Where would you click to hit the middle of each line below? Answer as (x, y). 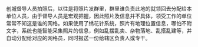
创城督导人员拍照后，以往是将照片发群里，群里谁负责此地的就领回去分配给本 (99, 9)
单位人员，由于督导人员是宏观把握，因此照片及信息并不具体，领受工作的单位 (99, 16)
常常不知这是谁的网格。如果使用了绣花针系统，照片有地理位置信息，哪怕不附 (99, 23)
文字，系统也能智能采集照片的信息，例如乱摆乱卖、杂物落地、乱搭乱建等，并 (99, 31)
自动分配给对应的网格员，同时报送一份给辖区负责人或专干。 (78, 38)
